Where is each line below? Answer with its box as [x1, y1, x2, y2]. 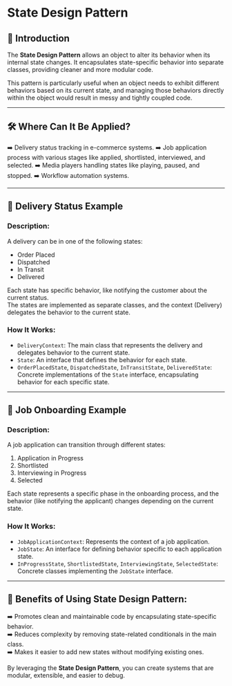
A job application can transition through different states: [7, 441, 166, 449]
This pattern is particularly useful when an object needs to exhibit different [7, 79, 220, 87]
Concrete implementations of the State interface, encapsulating [17, 370, 199, 379]
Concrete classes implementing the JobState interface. [17, 566, 174, 575]
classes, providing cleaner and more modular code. [7, 66, 154, 73]
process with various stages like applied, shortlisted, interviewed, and [7, 153, 206, 161]
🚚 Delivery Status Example [7, 201, 123, 213]
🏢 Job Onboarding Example [7, 404, 126, 416]
